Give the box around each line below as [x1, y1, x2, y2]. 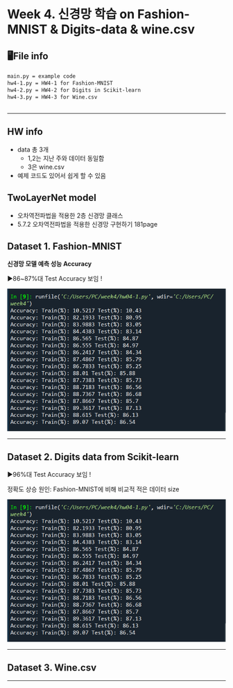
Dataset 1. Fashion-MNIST [7, 240, 123, 252]
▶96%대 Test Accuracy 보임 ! [7, 470, 92, 479]
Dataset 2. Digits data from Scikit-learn [7, 451, 179, 463]
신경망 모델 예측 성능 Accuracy [7, 260, 92, 268]
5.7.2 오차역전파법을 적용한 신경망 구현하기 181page [17, 220, 158, 228]
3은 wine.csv [27, 163, 64, 171]
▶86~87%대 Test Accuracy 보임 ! [7, 275, 103, 283]
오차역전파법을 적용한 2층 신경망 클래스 [17, 211, 123, 220]
